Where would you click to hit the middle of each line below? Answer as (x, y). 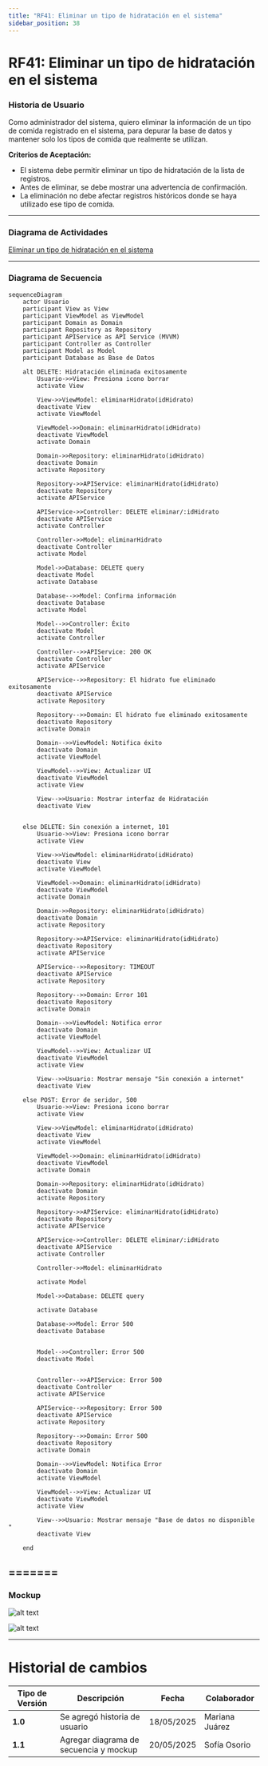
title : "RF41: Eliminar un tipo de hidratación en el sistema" (116, 16)
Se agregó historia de (100, 1717)
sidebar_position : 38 (44, 23)
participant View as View (66, 309)
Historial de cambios (78, 1668)
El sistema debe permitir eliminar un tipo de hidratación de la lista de (132, 170)
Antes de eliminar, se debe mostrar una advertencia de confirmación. (134, 187)
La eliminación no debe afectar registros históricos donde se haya (128, 195)
